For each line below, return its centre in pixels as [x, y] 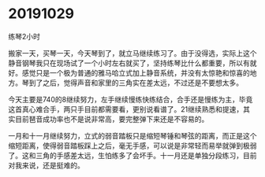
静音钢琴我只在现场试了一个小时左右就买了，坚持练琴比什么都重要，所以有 [129, 63]
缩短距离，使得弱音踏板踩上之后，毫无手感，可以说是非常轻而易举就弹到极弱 [132, 146]
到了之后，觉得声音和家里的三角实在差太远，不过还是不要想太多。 [136, 83]
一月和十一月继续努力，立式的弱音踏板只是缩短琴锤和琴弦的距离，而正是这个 [132, 135]
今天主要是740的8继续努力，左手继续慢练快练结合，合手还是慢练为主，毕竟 [131, 99]
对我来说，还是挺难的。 [46, 165]
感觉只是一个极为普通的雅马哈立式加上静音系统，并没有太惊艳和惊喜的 [136, 72]
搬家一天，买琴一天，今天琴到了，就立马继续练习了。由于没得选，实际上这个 [132, 53]
